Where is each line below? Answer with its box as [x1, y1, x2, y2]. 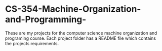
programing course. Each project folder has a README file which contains [5, 35, 156, 41]
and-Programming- [5, 14, 86, 25]
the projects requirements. [5, 40, 59, 46]
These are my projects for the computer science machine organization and [5, 30, 157, 36]
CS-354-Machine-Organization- [5, 3, 141, 15]
